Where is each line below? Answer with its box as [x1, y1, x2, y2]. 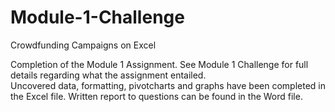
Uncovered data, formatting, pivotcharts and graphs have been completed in [10, 79, 326, 91]
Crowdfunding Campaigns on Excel [10, 39, 157, 51]
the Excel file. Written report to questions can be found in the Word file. [10, 90, 303, 102]
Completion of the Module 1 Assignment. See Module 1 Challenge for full [10, 58, 309, 70]
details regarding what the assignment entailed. [10, 69, 207, 81]
